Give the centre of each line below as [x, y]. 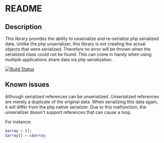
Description [23, 27]
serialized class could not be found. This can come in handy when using [78, 54]
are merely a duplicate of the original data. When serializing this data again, [82, 102]
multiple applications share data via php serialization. [59, 59]
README [24, 9]
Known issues [27, 85]
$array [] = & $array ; [26, 135]
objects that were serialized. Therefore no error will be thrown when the [78, 49]
